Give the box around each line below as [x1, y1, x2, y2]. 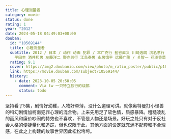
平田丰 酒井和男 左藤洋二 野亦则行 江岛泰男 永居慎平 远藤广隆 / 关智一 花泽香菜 [14, 54, 166, 60]
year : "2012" [5, 26, 33, 32]
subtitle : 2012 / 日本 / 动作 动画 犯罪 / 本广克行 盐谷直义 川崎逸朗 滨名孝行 [10, 50, 165, 55]
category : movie [5, 12, 40, 17]
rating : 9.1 [10, 60, 36, 65]
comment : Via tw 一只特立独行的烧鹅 [18, 83, 90, 88]
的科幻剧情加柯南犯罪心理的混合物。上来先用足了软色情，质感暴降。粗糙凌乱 [5, 109, 166, 115]
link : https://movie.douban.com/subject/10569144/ [10, 69, 120, 74]
